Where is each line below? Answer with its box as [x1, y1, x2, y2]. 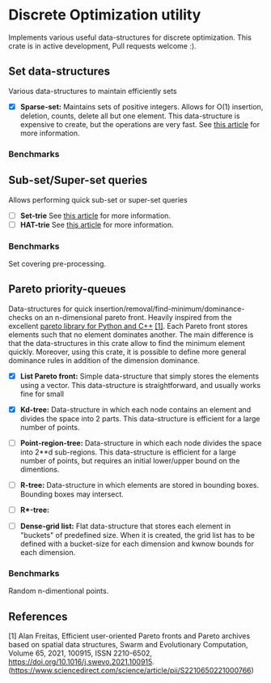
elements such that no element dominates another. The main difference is [8, 330, 254, 339]
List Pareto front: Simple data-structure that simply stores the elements [19, 371, 260, 381]
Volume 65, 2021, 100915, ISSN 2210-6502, [8, 648, 152, 658]
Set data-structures [8, 65, 111, 79]
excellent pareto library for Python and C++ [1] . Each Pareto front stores [8, 321, 248, 331]
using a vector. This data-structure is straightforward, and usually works [19, 380, 261, 390]
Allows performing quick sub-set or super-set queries [8, 194, 188, 204]
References [8, 609, 68, 623]
